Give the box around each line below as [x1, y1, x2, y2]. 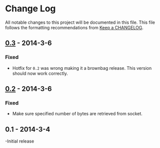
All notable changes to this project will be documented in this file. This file [5, 19, 156, 25]
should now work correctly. [12, 70, 68, 76]
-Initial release [5, 138, 35, 144]
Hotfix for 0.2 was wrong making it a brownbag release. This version [12, 65, 152, 71]
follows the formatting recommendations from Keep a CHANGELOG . [5, 24, 144, 30]
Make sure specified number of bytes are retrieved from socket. [12, 111, 143, 117]
